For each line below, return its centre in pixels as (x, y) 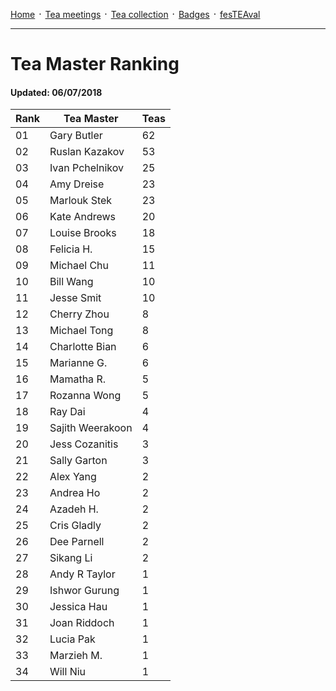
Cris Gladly (75, 526)
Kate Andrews (83, 217)
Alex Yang (73, 477)
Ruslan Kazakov (87, 152)
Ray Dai (67, 412)
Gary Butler (76, 136)
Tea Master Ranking (95, 64)
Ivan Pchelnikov (86, 168)
